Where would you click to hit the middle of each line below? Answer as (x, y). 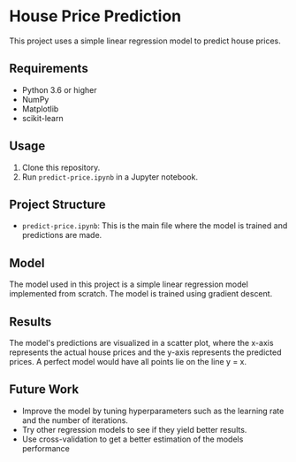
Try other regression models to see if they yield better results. (134, 429)
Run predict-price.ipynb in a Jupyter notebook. (110, 177)
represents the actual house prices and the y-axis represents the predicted (145, 352)
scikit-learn (42, 118)
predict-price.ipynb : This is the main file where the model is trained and (155, 226)
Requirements (49, 69)
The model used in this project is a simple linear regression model (129, 284)
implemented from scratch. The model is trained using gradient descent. (141, 294)
